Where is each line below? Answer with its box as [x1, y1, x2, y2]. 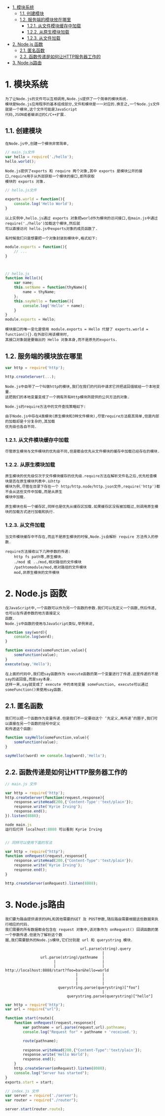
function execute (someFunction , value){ [5, 648, 87, 653]
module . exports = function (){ [5, 244, 67, 249]
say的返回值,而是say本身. [5, 676, 53, 682]
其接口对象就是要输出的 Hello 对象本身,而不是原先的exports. [5, 337, 118, 342]
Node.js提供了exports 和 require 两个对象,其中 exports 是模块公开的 [5, 169, 139, 174]
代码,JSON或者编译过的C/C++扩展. [5, 112, 66, 117]
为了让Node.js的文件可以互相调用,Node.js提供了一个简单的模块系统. [5, 96, 129, 101]
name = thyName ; [23, 290, 56, 295]
